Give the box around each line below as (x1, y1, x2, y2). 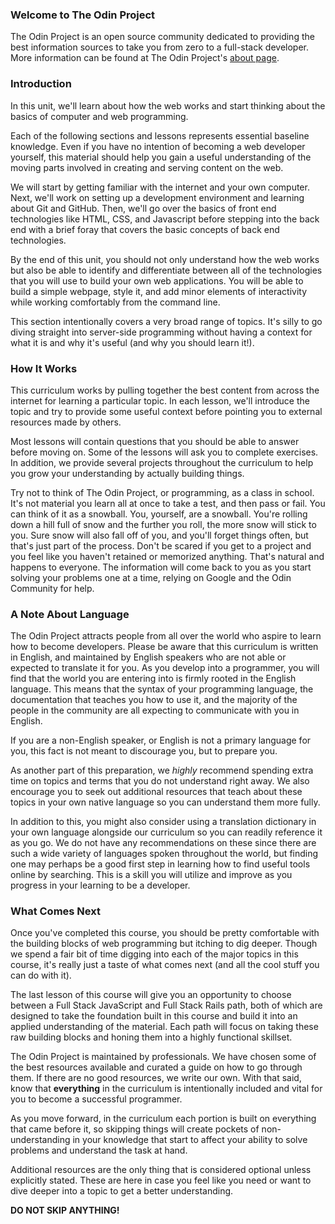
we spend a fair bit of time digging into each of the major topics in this (10, 948, 299, 960)
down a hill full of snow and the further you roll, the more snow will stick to (10, 518, 317, 530)
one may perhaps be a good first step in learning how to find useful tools (10, 858, 311, 870)
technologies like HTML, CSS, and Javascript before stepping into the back (10, 213, 320, 225)
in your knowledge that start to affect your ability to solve (72, 1134, 308, 1146)
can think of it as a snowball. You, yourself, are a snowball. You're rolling (10, 508, 308, 520)
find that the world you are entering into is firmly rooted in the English (10, 673, 297, 685)
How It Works (10, 361, 78, 375)
